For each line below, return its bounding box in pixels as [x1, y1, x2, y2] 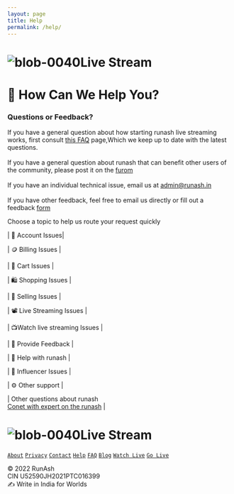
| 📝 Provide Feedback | [7, 340, 74, 348]
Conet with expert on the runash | [7, 402, 106, 411]
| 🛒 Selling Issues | [7, 292, 62, 301]
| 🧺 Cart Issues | [7, 262, 55, 270]
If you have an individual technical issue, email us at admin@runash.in [7, 181, 212, 190]
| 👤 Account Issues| [7, 231, 65, 240]
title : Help [7, 17, 43, 24]
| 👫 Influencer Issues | [7, 367, 72, 376]
